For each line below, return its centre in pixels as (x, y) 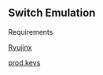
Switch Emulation (52, 13)
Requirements (31, 32)
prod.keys (24, 62)
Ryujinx (20, 47)
